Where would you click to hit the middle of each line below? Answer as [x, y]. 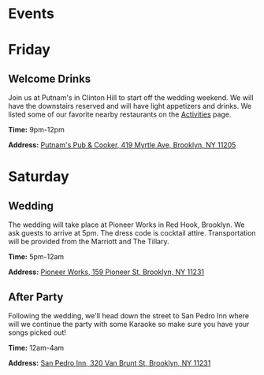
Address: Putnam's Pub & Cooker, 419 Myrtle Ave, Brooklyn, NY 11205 [122, 145]
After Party [36, 297]
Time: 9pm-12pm [36, 130]
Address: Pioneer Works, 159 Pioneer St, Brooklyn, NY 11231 [106, 272]
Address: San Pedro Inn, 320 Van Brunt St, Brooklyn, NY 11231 [110, 363]
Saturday [39, 177]
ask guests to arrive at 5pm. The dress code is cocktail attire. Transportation [132, 233]
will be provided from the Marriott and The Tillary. [89, 242]
